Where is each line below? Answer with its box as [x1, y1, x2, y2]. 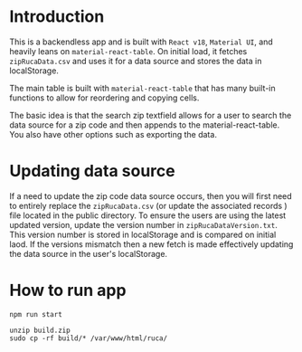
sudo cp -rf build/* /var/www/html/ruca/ [9, 333, 168, 343]
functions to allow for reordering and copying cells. [9, 92, 200, 103]
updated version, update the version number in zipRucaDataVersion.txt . [9, 219, 278, 230]
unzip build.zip [9, 326, 71, 335]
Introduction [9, 6, 105, 27]
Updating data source [9, 161, 175, 182]
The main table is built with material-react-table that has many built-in [9, 82, 276, 93]
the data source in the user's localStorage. [9, 248, 168, 259]
